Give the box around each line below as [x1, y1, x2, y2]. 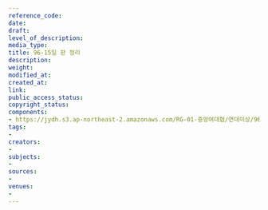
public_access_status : [8, 93, 84, 101]
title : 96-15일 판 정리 [8, 49, 81, 57]
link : [8, 85, 26, 94]
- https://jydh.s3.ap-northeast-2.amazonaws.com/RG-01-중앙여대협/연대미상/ [8, 116, 254, 124]
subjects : [8, 153, 41, 160]
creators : [8, 137, 41, 146]
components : [8, 109, 48, 117]
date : [8, 19, 26, 27]
